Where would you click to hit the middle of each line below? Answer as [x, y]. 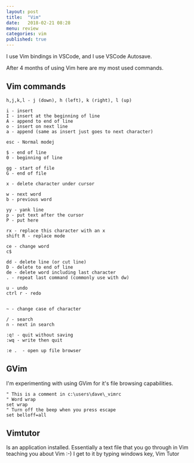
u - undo [17, 288]
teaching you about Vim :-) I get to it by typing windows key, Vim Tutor [93, 454]
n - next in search [30, 324]
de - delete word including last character [61, 272]
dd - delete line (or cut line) [46, 262]
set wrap [17, 405]
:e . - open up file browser [44, 350]
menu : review [22, 28]
